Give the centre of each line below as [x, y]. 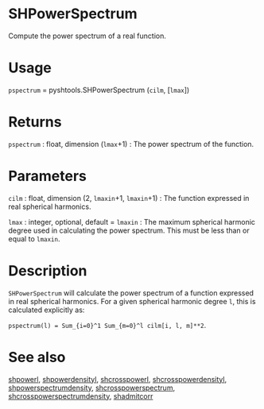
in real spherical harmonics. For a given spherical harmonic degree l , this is [132, 301]
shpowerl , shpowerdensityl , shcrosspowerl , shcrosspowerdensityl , [118, 379]
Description [48, 270]
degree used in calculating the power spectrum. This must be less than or [129, 230]
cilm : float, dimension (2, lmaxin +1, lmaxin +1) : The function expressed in [129, 198]
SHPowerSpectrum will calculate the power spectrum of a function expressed [131, 293]
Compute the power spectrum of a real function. [87, 36]
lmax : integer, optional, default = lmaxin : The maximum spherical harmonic [132, 222]
